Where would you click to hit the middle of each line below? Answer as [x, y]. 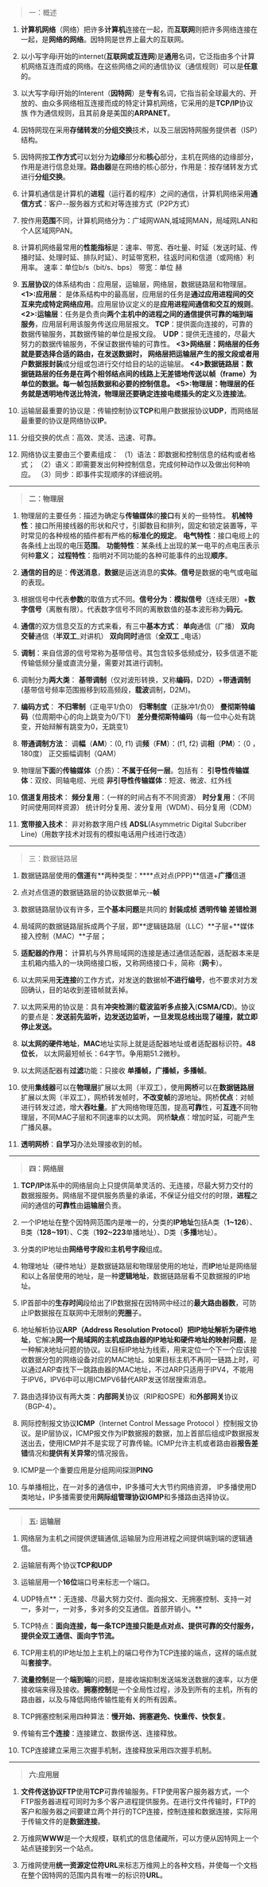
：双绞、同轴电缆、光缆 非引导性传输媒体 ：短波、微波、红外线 [130, 780]
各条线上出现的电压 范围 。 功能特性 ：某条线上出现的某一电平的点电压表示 [140, 545]
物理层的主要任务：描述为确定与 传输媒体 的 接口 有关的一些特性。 [125, 516]
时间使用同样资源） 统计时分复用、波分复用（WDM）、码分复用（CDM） [138, 807]
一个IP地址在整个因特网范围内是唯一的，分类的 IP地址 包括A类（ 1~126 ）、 [138, 1222]
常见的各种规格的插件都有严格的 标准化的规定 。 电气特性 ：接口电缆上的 [144, 535]
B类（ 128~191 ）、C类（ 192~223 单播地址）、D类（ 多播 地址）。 [121, 1232]
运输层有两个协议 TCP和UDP [66, 1565]
